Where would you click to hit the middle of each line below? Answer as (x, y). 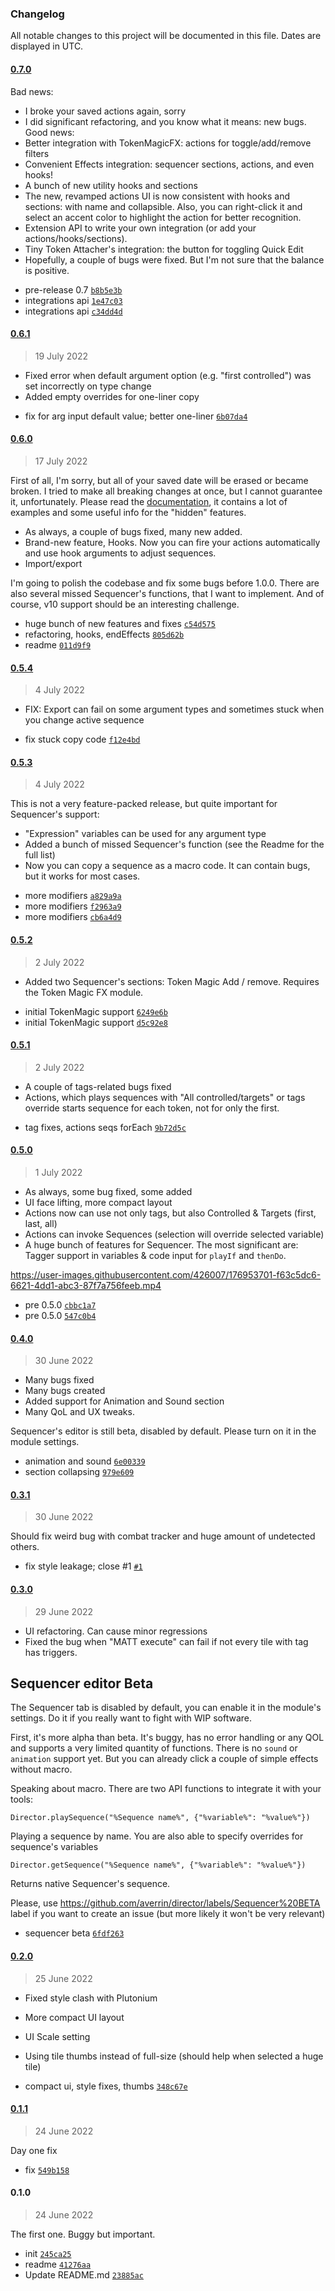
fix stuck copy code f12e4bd (82, 739)
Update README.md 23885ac (84, 2274)
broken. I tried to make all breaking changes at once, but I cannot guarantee (166, 491)
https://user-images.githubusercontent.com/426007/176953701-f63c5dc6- (166, 1274)
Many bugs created (65, 1391)
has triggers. (51, 1652)
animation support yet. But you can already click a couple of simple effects (164, 1759)
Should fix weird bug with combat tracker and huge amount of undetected (163, 1536)
